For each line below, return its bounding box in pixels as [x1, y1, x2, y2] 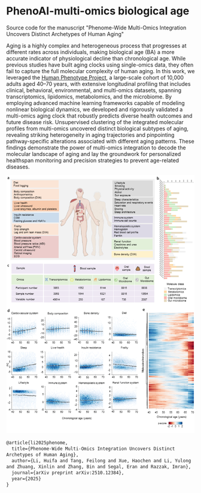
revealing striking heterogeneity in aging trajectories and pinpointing [6, 131, 175, 139]
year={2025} [11, 476, 42, 482]
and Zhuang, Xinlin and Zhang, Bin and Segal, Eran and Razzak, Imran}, [6, 464, 191, 470]
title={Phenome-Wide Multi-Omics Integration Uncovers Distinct [11, 446, 175, 452]
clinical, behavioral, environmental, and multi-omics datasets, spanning [6, 86, 181, 94]
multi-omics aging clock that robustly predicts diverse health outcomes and [6, 112, 193, 119]
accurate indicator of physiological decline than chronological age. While [6, 55, 186, 62]
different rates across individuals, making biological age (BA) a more [6, 48, 175, 55]
